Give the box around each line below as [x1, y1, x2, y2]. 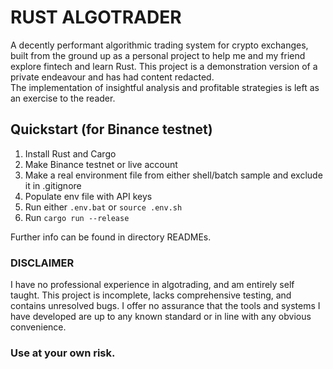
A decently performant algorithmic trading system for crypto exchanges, [10, 39, 309, 51]
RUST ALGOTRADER [10, 6, 182, 29]
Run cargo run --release [24, 211, 130, 223]
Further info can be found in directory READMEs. [10, 231, 212, 243]
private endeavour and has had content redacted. [10, 71, 215, 83]
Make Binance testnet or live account [24, 158, 178, 170]
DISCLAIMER [10, 256, 75, 270]
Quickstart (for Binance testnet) [10, 121, 213, 138]
